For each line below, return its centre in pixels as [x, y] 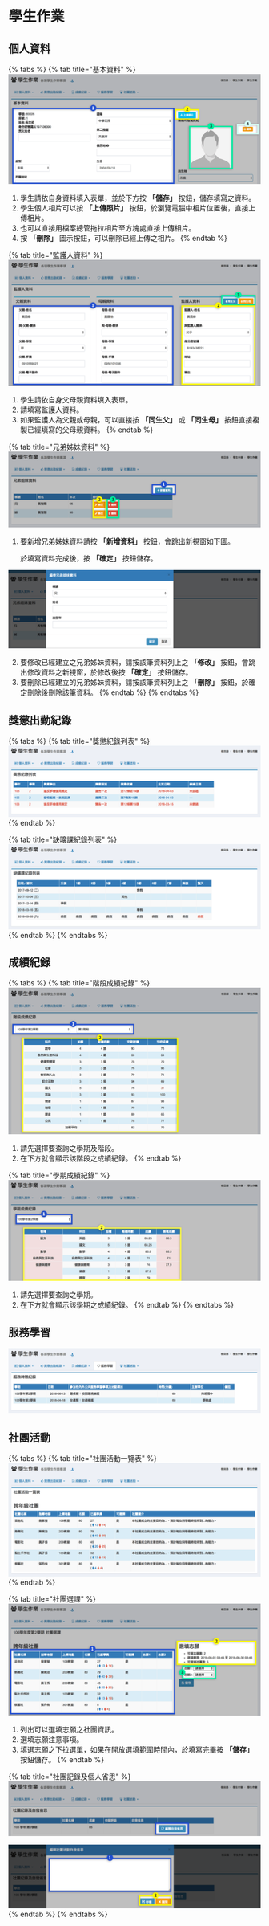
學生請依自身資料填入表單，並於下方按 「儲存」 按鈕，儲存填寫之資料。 [138, 198]
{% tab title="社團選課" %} [52, 1599]
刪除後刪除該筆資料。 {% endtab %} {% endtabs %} [113, 692]
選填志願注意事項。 [52, 1739]
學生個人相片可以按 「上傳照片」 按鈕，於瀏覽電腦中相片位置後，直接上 [138, 208]
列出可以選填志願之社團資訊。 [69, 1729]
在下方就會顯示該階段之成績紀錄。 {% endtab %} [100, 1158]
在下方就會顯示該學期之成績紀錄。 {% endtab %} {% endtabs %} [127, 1305]
